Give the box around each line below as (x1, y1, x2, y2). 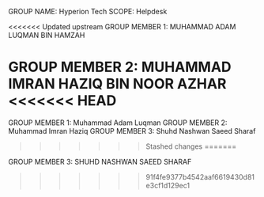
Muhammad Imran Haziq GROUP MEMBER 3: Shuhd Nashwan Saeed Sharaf (8, 126, 256, 135)
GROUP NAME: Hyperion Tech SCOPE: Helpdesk (8, 7, 168, 16)
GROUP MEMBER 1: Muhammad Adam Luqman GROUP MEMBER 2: (8, 118, 228, 127)
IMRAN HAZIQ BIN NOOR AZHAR (8, 75, 227, 93)
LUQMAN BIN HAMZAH (8, 31, 85, 40)
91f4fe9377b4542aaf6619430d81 (145, 172, 255, 181)
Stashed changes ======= (145, 142, 237, 151)
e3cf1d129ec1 (145, 180, 190, 190)
